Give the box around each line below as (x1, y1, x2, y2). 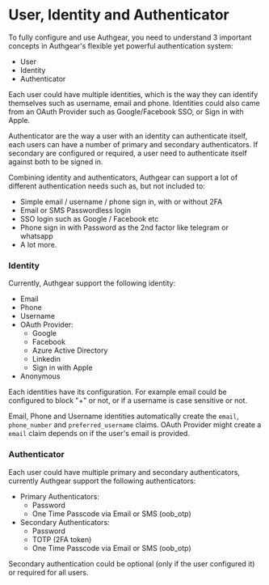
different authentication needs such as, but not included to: (8, 180, 206, 191)
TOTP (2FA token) (32, 534, 92, 544)
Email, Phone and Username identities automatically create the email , (8, 411, 239, 422)
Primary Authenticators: (19, 491, 99, 501)
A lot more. (19, 240, 57, 249)
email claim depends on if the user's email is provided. (8, 429, 190, 439)
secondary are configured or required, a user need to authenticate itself (8, 148, 248, 158)
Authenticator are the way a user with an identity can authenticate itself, (8, 131, 248, 141)
